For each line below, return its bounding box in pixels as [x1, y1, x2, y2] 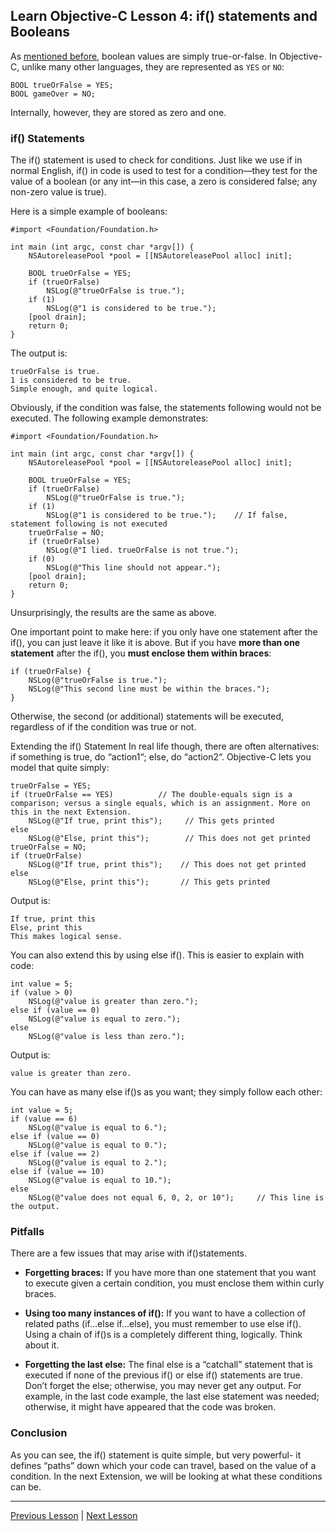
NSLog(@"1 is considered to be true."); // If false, [46, 510, 288, 521]
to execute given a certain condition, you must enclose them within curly [24, 1277, 325, 1289]
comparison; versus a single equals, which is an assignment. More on [10, 799, 311, 809]
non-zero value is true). [10, 186, 107, 198]
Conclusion [10, 1426, 68, 1440]
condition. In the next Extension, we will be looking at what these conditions [10, 1470, 323, 1482]
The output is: [10, 347, 68, 359]
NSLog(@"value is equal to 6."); [28, 1123, 168, 1133]
